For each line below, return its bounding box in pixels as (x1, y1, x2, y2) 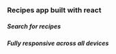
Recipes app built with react (7, 5, 102, 15)
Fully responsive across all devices (7, 39, 109, 47)
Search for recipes (7, 22, 61, 30)
